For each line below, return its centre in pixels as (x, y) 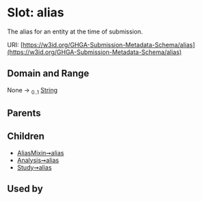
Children (26, 136)
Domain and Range (48, 73)
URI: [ (15, 44)
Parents (24, 113)
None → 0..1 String (33, 91)
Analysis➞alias (38, 160)
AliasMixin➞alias (40, 152)
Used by (25, 189)
